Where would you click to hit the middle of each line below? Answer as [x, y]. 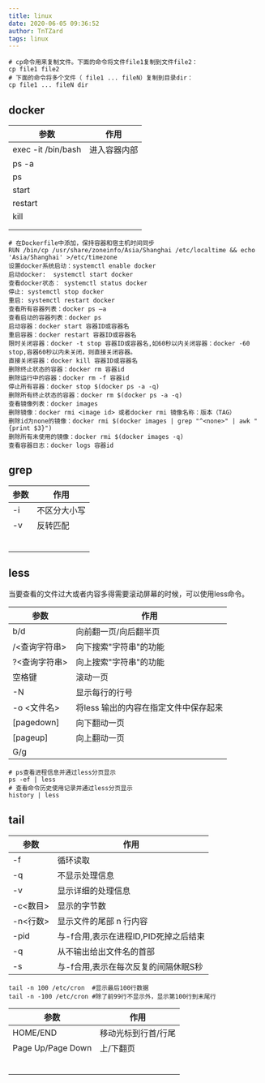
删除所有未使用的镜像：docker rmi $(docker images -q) [96, 437]
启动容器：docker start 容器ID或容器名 [69, 327]
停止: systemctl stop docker [56, 292]
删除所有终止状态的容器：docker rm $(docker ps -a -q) [96, 395]
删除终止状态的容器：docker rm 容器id [66, 370]
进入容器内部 [113, 150]
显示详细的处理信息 [94, 891]
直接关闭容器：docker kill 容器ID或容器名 [73, 361]
